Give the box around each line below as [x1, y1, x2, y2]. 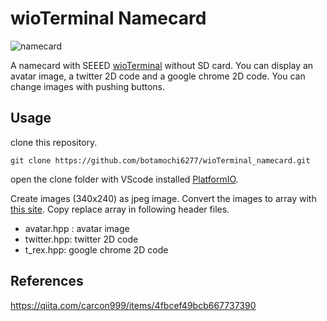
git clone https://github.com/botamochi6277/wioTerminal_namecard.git [10, 155, 311, 166]
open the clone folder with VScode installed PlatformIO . [10, 173, 239, 185]
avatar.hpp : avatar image [24, 222, 130, 234]
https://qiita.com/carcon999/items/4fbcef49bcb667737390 [10, 299, 257, 311]
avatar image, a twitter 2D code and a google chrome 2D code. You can [10, 70, 306, 82]
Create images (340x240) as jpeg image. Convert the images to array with [10, 192, 317, 204]
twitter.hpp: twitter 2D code [24, 233, 139, 245]
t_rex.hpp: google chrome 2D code [24, 243, 169, 256]
